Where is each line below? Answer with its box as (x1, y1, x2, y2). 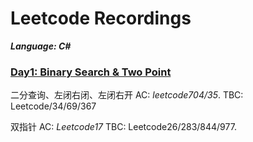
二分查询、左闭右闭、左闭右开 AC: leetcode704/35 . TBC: (10, 89, 244, 101)
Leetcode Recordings (10, 7, 192, 30)
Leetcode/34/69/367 (10, 100, 97, 112)
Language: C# (10, 40, 72, 52)
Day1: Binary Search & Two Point (10, 65, 172, 79)
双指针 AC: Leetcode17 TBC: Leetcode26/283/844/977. (10, 121, 237, 133)
